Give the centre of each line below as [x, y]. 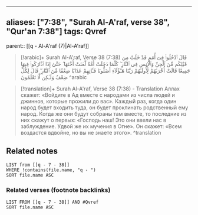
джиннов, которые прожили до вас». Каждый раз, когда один [98, 101]
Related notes [32, 151]
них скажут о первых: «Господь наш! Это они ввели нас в [93, 120]
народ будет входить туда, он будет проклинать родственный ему [104, 107]
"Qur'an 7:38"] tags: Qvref [56, 32]
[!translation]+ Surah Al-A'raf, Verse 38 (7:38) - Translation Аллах [100, 89]
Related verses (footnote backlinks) [58, 190]
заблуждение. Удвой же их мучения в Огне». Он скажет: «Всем [101, 126]
